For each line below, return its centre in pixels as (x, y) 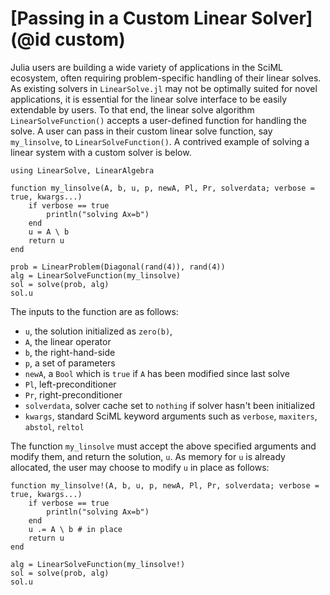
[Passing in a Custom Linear (129, 18)
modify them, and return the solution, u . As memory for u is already (148, 456)
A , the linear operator (68, 341)
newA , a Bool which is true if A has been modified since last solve (157, 373)
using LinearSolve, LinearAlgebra (82, 170)
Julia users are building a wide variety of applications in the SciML (147, 67)
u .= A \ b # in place (75, 529)
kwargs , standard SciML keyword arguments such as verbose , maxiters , (171, 416)
